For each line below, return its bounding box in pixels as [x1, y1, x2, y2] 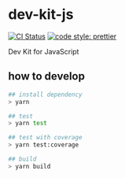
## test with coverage [8, 134, 83, 142]
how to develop [8, 69, 85, 83]
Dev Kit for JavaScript [8, 46, 79, 56]
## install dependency [8, 91, 83, 98]
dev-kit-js [8, 6, 74, 24]
